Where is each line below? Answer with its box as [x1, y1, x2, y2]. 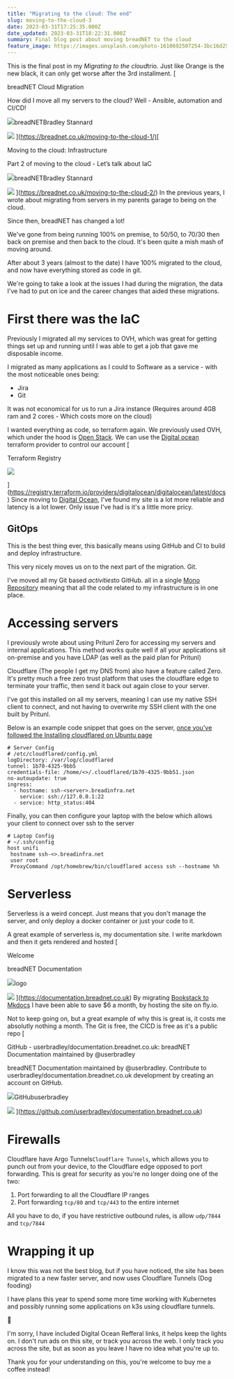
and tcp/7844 [7, 1218, 45, 1227]
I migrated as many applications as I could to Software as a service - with [7, 362, 218, 371]
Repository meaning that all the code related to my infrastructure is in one [7, 583, 219, 592]
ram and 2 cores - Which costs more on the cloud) [7, 412, 153, 420]
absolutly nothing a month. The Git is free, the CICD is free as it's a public [7, 1022, 218, 1030]
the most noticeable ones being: [7, 370, 100, 378]
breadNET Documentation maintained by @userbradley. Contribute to [7, 1064, 207, 1072]
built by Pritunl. [7, 710, 51, 718]
